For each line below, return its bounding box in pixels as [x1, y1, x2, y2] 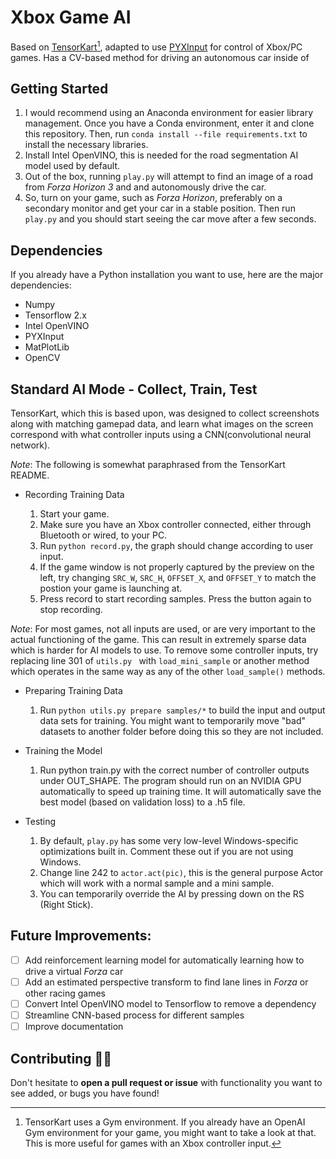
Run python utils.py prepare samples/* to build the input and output [39, 704, 326, 716]
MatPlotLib [24, 341, 70, 353]
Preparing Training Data [24, 685, 123, 697]
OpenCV [24, 352, 61, 364]
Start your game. [39, 508, 110, 520]
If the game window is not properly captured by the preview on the [39, 561, 315, 573]
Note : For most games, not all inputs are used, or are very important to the [10, 623, 316, 635]
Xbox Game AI [10, 6, 132, 29]
